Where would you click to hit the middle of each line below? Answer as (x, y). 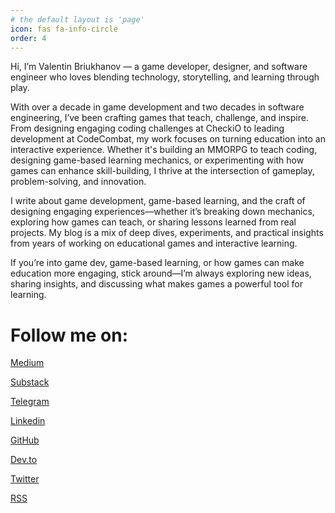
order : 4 (28, 38)
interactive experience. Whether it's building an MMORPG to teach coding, (164, 150)
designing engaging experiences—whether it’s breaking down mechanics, (162, 212)
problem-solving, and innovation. (78, 182)
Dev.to (24, 460)
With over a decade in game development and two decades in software (157, 107)
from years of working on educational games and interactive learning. (154, 243)
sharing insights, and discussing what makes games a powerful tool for (156, 284)
